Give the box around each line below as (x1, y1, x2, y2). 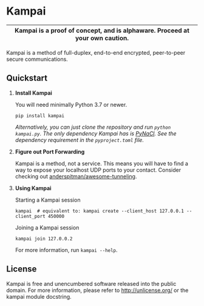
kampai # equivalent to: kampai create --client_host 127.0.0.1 (15, 208, 184, 214)
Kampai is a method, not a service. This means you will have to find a (15, 160, 188, 167)
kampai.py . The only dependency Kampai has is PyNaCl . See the (15, 129, 177, 137)
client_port (15, 213, 46, 219)
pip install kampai (15, 112, 65, 119)
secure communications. (6, 55, 68, 63)
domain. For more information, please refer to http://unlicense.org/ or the (6, 287, 189, 294)
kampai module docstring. (6, 293, 72, 300)
